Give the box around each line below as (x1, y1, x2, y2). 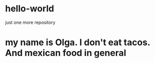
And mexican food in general (5, 48, 127, 59)
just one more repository (5, 19, 56, 25)
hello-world (5, 3, 55, 14)
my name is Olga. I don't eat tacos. (5, 37, 151, 48)
